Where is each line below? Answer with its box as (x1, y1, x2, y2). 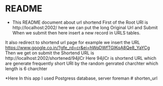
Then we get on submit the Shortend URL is (5, 50, 94, 56)
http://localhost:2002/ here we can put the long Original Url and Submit (12, 24, 158, 30)
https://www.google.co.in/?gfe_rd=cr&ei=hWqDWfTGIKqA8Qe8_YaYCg (5, 44, 150, 50)
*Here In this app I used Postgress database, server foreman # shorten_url (5, 75, 158, 81)
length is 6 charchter (5, 65, 48, 72)
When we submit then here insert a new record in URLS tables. (12, 30, 141, 36)
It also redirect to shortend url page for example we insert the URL (5, 39, 140, 45)
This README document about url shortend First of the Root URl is (12, 19, 149, 25)
